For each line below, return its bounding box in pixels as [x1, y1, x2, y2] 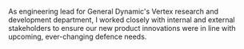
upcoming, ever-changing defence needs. [8, 32, 147, 41]
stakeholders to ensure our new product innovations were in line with [8, 24, 236, 32]
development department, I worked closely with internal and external [8, 15, 235, 24]
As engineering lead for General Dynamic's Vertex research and [8, 7, 218, 16]
